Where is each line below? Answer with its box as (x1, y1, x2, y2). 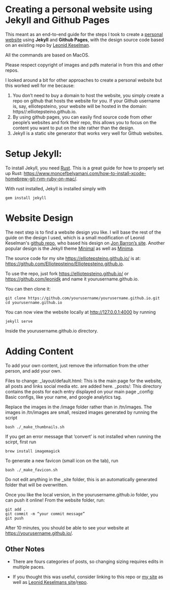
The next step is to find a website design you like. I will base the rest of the (5, 229, 161, 235)
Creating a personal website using (5, 4, 153, 15)
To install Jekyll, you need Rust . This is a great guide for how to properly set (5, 164, 164, 171)
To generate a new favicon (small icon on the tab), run (5, 457, 118, 464)
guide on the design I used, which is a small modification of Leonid (5, 234, 145, 240)
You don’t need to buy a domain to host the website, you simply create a (12, 92, 164, 98)
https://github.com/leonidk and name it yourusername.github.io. (5, 276, 139, 282)
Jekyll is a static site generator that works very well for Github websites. (12, 130, 163, 136)
